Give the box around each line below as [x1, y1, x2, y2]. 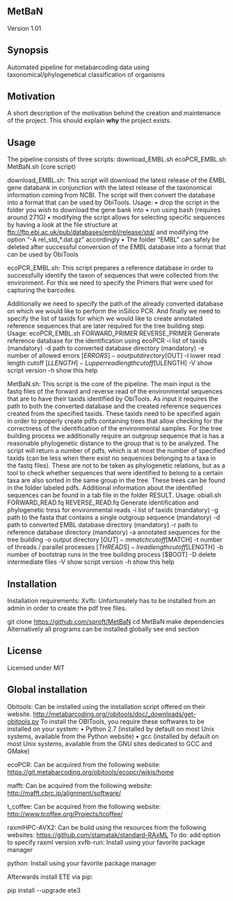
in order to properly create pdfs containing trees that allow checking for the [7, 417, 223, 425]
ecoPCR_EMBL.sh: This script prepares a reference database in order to [7, 264, 214, 272]
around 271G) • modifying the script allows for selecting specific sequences [7, 213, 225, 222]
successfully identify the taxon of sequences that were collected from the [7, 271, 219, 280]
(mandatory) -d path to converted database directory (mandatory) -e [7, 344, 205, 352]
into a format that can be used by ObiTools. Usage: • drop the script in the [7, 198, 220, 207]
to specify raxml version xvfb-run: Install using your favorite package [7, 837, 205, 847]
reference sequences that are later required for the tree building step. [7, 322, 207, 330]
